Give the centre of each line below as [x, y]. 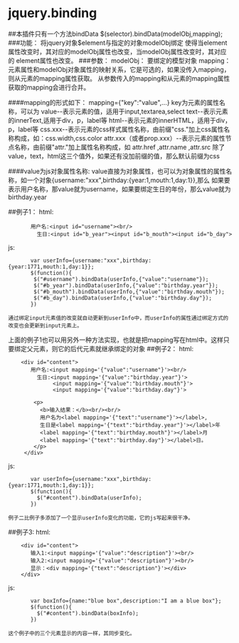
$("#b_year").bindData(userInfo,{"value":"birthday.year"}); [126, 285]
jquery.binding [53, 13]
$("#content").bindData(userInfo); [89, 497]
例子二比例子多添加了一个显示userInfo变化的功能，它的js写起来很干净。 [101, 518]
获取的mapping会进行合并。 [49, 87]
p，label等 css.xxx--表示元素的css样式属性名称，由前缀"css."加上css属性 [116, 129]
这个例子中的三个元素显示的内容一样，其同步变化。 [72, 633]
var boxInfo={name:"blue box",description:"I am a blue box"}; [126, 601]
